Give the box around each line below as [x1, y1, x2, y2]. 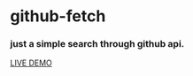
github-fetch [10, 6, 106, 27]
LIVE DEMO [10, 57, 52, 68]
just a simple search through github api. [10, 38, 185, 50]
